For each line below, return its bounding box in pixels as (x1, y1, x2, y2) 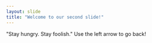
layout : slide (6, 8, 41, 15)
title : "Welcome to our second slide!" (6, 14, 104, 20)
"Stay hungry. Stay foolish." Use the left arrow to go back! (6, 30, 146, 37)
